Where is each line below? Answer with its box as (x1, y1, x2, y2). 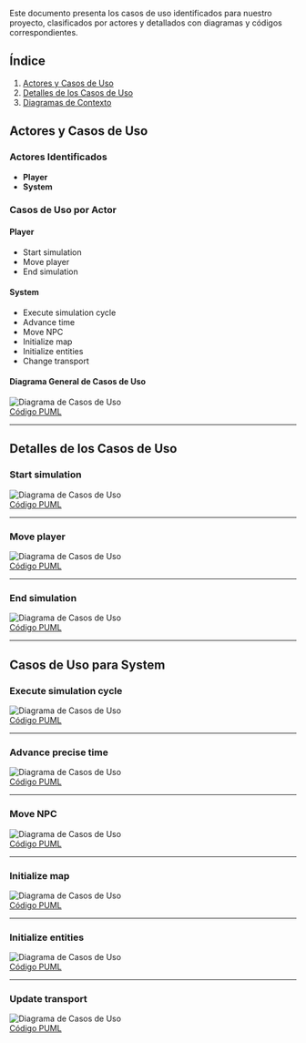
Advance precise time (9, 746, 109, 759)
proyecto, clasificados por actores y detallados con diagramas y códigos (9, 17, 282, 28)
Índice (9, 54, 46, 69)
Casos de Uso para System (9, 657, 166, 672)
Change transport (22, 355, 89, 366)
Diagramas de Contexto (22, 97, 112, 107)
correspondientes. (9, 27, 79, 37)
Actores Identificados (9, 150, 107, 163)
